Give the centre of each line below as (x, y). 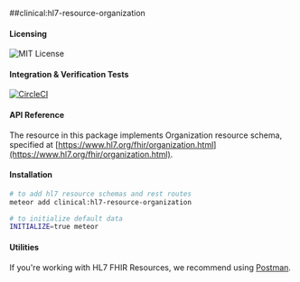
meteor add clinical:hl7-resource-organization (101, 202)
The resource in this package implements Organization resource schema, (146, 135)
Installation (31, 175)
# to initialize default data (66, 218)
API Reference (37, 115)
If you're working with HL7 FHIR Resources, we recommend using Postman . (150, 267)
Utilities (24, 247)
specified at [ (34, 144)
